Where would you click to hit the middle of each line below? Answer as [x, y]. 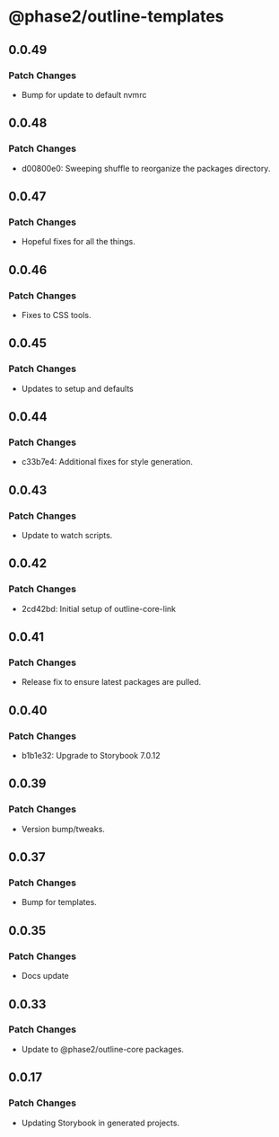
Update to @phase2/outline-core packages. [103, 1049]
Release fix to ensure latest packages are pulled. [111, 682]
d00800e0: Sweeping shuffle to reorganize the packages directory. [146, 168]
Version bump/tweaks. [63, 829]
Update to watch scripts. [67, 535]
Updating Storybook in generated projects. [100, 1123]
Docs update [45, 976]
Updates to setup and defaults [77, 388]
